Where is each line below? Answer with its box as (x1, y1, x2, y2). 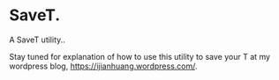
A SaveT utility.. (9, 34, 66, 45)
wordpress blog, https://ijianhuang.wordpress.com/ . (9, 61, 198, 71)
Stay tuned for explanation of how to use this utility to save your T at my (9, 51, 271, 62)
